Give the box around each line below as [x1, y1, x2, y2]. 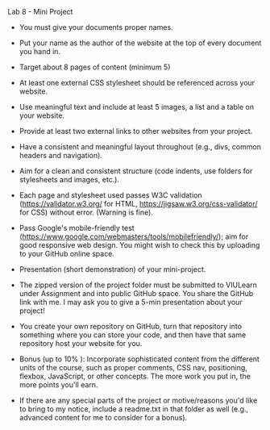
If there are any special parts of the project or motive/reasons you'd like [19, 395, 258, 405]
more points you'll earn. [19, 380, 98, 390]
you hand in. [19, 47, 61, 56]
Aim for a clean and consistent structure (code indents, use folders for [19, 166, 253, 176]
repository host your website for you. [19, 339, 143, 348]
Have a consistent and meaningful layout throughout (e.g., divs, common [19, 142, 261, 152]
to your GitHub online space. [19, 249, 114, 258]
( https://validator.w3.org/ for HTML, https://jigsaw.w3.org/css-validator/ [19, 199, 259, 208]
